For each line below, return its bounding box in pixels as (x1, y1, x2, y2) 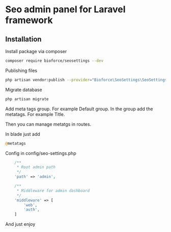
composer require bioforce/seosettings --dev (5, 58, 103, 63)
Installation (5, 35, 42, 43)
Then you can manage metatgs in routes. (5, 121, 92, 127)
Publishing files (5, 67, 37, 74)
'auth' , (23, 207, 40, 213)
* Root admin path (16, 165, 56, 170)
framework (5, 14, 53, 26)
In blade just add (5, 131, 41, 137)
